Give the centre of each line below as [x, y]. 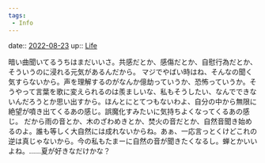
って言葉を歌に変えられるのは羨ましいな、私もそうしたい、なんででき [136, 91]
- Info [23, 23]
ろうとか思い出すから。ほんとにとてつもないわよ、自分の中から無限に [143, 101]
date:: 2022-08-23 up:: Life [53, 45]
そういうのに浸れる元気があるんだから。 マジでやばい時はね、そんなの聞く [131, 71]
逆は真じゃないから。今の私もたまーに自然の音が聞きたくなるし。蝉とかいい [133, 141]
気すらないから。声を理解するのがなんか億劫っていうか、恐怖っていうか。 [129, 81]
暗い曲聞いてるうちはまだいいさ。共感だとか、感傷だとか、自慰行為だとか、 [132, 62]
